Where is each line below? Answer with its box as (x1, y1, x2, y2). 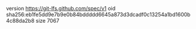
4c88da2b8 (6, 17, 35, 24)
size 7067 (35, 17, 60, 24)
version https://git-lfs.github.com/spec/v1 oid (6, 5, 116, 12)
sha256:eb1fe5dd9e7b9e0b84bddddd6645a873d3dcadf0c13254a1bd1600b (6, 11, 191, 18)
